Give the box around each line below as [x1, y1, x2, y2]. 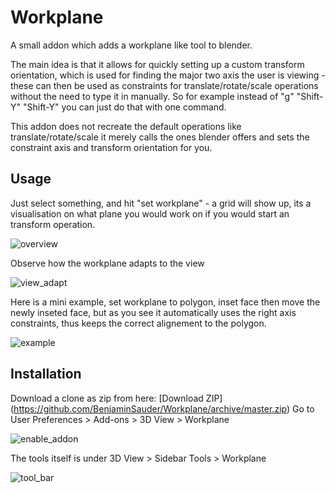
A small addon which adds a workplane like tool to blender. [10, 39, 253, 51]
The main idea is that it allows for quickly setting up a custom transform [10, 58, 305, 70]
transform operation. [10, 218, 96, 230]
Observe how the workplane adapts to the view [10, 257, 205, 269]
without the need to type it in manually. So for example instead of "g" [10, 90, 295, 102]
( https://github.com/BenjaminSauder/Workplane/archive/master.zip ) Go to [10, 402, 315, 415]
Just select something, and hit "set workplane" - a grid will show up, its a [10, 197, 312, 209]
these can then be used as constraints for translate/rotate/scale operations [10, 79, 319, 91]
